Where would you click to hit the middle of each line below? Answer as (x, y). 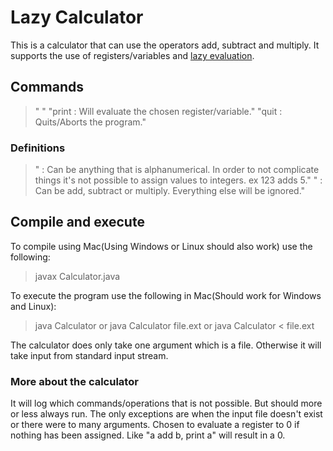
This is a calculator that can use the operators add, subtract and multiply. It (165, 45)
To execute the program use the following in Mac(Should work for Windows (166, 295)
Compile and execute (77, 222)
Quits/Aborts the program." (90, 122)
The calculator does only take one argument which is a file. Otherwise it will (166, 345)
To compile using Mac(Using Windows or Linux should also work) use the (161, 246)
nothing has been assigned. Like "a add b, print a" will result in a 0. (148, 435)
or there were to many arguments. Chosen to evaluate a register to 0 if (155, 425)
